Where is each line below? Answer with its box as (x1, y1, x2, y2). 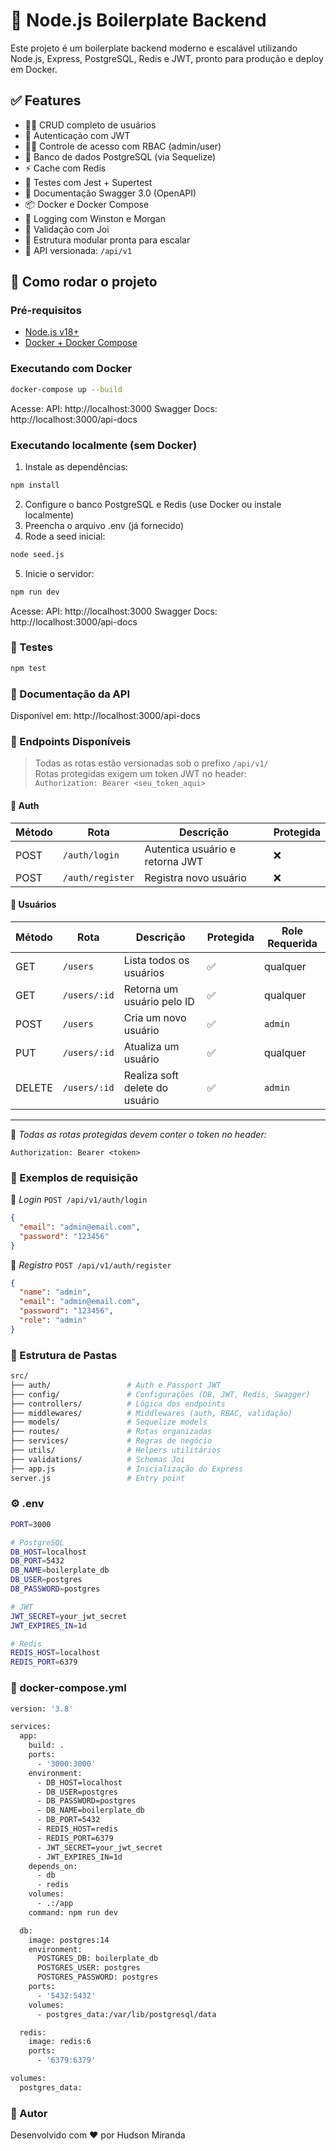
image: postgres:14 (28, 1935, 110, 1945)
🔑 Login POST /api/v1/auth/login (10, 1194, 148, 1205)
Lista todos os (123, 953, 190, 967)
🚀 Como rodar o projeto (10, 274, 158, 291)
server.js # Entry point (10, 1473, 186, 1483)
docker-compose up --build (10, 384, 123, 394)
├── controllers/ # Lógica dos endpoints (10, 1399, 226, 1409)
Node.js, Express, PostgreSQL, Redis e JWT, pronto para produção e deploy (10, 52, 324, 64)
